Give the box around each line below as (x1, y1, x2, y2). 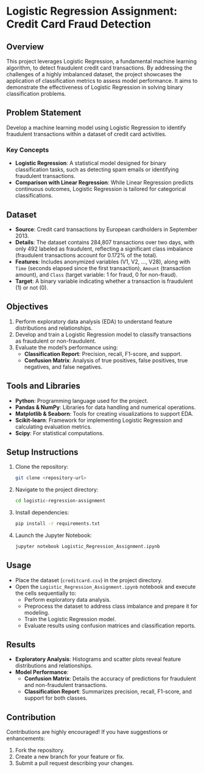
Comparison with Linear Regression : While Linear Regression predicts (15, 179, 194, 187)
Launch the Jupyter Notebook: (15, 532, 93, 539)
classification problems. (6, 90, 66, 97)
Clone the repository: (15, 463, 69, 471)
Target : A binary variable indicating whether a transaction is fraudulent (15, 277, 193, 285)
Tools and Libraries (6, 381, 80, 391)
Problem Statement (6, 108, 82, 118)
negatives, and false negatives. (24, 363, 102, 370)
